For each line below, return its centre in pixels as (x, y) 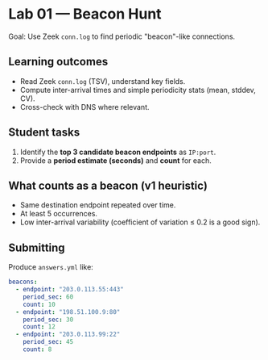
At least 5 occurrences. (59, 214)
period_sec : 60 (48, 297)
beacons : (23, 282)
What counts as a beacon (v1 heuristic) (108, 185)
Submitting (37, 247)
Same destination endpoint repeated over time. (98, 205)
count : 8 (37, 350)
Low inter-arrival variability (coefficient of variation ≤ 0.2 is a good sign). (140, 222)
